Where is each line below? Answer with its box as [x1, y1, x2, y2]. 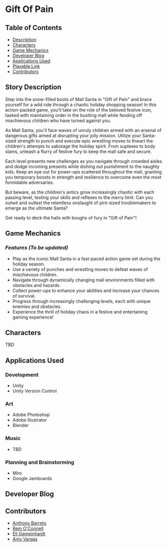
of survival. [12, 292, 36, 298]
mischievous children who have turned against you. [5, 117, 111, 123]
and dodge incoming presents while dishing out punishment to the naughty [5, 163, 160, 169]
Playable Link [12, 63, 40, 69]
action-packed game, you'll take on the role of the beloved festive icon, [5, 106, 152, 113]
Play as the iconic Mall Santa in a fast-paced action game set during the [12, 255, 161, 261]
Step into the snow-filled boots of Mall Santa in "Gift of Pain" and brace [5, 96, 152, 102]
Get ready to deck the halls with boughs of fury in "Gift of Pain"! [5, 214, 137, 220]
